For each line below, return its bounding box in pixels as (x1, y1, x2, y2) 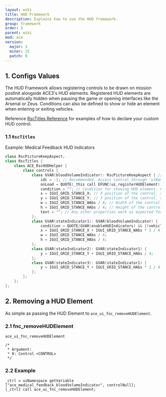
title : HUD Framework (5, 12, 50, 17)
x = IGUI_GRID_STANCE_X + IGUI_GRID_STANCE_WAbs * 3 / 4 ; (40, 228, 163, 233)
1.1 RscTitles (5, 133, 36, 140)
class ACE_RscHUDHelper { (14, 163, 68, 169)
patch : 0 (9, 53, 28, 59)
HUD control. (5, 121, 32, 127)
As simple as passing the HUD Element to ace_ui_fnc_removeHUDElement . (5, 310, 152, 316)
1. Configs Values (5, 71, 60, 80)
